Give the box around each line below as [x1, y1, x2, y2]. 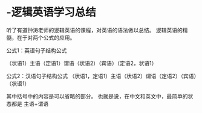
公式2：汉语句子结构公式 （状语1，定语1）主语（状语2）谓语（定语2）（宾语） [6, 72, 197, 79]
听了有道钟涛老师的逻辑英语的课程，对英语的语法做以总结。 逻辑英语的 [6, 26, 183, 34]
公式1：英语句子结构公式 [6, 46, 67, 54]
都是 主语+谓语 [11, 100, 49, 107]
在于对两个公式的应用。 [16, 34, 76, 41]
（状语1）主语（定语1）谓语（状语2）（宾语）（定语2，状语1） [6, 60, 157, 67]
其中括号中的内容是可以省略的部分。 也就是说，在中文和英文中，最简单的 [6, 93, 188, 100]
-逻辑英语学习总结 [6, 5, 97, 19]
